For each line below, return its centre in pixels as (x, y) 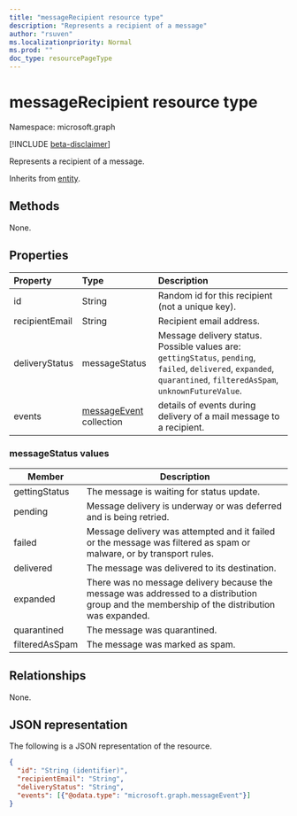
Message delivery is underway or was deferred (184, 506)
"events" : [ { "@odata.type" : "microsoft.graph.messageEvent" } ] (134, 795)
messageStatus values (59, 454)
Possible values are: (199, 346)
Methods (34, 206)
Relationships (48, 676)
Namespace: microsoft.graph (62, 127)
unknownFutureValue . (200, 391)
